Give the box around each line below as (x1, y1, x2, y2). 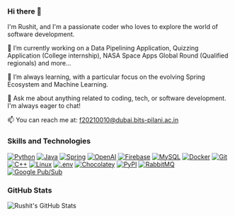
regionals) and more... (7, 59, 72, 67)
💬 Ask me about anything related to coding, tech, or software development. (7, 94, 227, 102)
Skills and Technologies (7, 136, 91, 146)
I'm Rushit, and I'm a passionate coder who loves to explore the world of (7, 23, 218, 31)
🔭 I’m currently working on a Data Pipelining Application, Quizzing (7, 44, 199, 53)
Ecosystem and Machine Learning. (7, 80, 108, 89)
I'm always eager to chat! (7, 102, 81, 110)
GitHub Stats (7, 185, 52, 195)
